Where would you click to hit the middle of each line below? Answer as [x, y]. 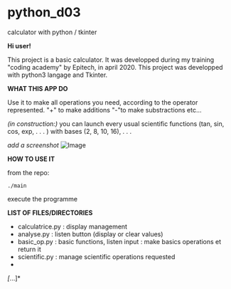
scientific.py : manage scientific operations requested [96, 256]
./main [17, 186]
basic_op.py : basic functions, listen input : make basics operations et [119, 241]
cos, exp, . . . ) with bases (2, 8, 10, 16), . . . [70, 131]
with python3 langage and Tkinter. [58, 75]
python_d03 [44, 12]
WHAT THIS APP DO [38, 88]
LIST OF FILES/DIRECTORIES [50, 212]
